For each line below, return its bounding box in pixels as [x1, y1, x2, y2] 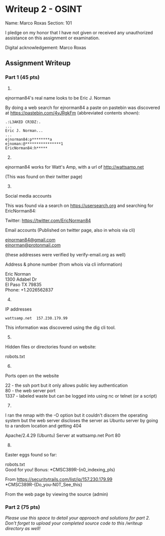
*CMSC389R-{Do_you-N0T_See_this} [5, 481, 82, 487]
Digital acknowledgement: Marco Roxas [5, 44, 86, 50]
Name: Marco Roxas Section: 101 [5, 20, 72, 26]
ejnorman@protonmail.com [5, 242, 61, 248]
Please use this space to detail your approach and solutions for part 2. [5, 515, 150, 521]
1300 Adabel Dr [5, 276, 37, 282]
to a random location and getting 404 [5, 423, 82, 429]
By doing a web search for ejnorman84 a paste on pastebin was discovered [5, 105, 161, 110]
